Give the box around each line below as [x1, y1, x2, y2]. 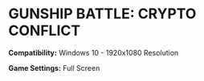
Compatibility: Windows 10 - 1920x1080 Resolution [8, 48, 179, 57]
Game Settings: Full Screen [8, 63, 100, 72]
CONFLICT [8, 21, 81, 40]
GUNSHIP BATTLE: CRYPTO [8, 5, 197, 23]
